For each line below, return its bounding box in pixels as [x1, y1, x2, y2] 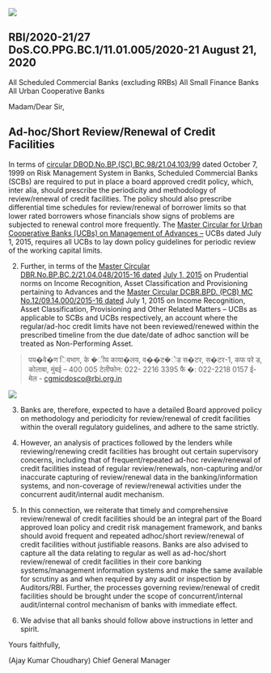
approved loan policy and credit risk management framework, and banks [19, 522, 263, 532]
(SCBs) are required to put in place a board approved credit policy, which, [8, 177, 254, 186]
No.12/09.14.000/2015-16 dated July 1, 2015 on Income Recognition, [19, 296, 246, 305]
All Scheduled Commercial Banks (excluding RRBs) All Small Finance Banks [8, 77, 259, 87]
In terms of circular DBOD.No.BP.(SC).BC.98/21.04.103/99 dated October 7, [8, 159, 258, 169]
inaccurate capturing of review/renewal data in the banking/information [19, 472, 258, 482]
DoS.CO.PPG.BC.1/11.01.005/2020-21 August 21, [8, 43, 257, 57]
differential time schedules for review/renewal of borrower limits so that [8, 202, 247, 212]
